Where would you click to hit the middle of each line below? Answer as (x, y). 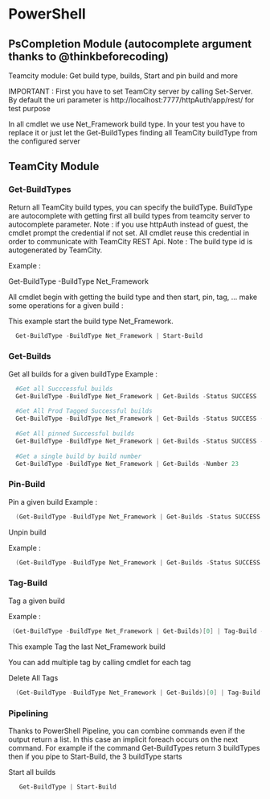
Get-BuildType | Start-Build (67, 787)
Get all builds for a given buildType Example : (83, 374)
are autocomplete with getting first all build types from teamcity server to (129, 215)
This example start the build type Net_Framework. (91, 321)
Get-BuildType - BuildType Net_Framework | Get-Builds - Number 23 (127, 464)
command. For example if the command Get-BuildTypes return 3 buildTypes (134, 747)
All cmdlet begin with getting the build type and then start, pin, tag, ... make (133, 297)
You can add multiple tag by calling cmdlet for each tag (100, 662)
